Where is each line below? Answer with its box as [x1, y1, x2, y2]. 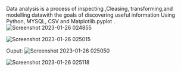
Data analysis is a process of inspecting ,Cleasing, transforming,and [6, 5, 173, 12]
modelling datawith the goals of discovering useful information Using [6, 11, 176, 18]
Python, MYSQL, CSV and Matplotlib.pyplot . [6, 18, 116, 24]
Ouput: [6, 47, 23, 54]
